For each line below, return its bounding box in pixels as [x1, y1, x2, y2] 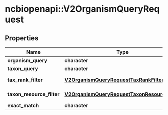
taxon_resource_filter [7, 91, 60, 98]
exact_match [7, 102, 39, 109]
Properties [5, 34, 39, 42]
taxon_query [7, 65, 38, 72]
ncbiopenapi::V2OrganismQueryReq [5, 3, 160, 15]
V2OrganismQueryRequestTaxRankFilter [64, 76, 164, 83]
